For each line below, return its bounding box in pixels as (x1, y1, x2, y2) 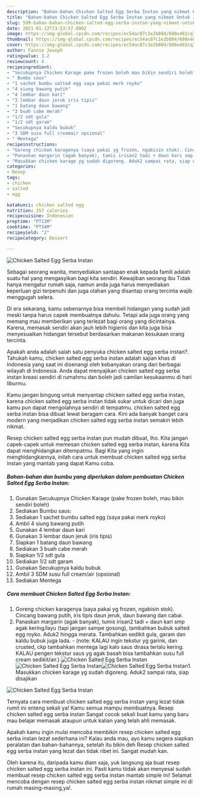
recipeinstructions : (7, 141, 58, 148)
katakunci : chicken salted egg (7, 202, 84, 208)
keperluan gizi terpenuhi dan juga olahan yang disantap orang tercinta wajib (7, 287, 192, 294)
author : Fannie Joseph (7, 48, 63, 54)
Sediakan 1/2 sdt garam (15, 557, 74, 565)
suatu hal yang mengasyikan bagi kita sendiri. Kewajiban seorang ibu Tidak (7, 274, 191, 281)
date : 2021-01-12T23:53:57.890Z (7, 25, 87, 32)
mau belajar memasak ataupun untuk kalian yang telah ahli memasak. (7, 717, 177, 724)
